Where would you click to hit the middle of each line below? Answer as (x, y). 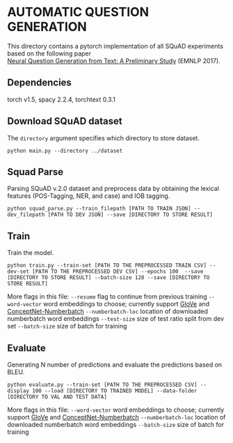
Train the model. (31, 253)
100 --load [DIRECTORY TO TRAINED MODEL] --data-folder (115, 391)
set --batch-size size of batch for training (67, 326)
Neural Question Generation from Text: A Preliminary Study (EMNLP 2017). (114, 60)
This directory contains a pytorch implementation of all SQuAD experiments (115, 46)
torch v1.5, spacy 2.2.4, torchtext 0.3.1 (62, 99)
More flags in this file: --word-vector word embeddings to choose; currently (116, 410)
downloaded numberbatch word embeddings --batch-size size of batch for (116, 425)
